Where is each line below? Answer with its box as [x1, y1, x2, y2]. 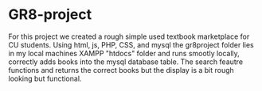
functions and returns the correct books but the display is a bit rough [8, 65, 235, 74]
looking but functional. [8, 74, 82, 83]
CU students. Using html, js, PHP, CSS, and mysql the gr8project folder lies [8, 40, 254, 49]
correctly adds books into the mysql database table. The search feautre [8, 57, 244, 66]
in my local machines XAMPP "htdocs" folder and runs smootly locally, [8, 48, 240, 58]
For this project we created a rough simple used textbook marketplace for [8, 32, 250, 41]
